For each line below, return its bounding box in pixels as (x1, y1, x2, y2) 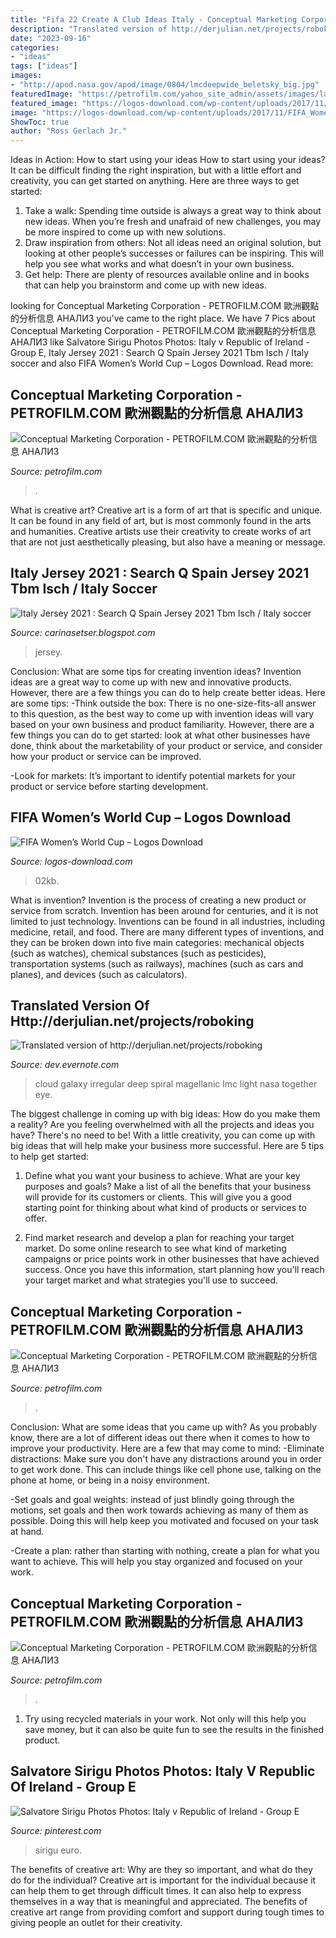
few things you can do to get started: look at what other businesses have (10, 729, 311, 741)
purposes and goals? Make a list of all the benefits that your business (24, 1181, 312, 1193)
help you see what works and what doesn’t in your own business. (24, 258, 295, 270)
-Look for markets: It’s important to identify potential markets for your (10, 769, 296, 781)
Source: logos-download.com (10, 855, 133, 867)
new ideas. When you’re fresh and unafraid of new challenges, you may (24, 216, 322, 228)
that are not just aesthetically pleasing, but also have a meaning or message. (10, 536, 326, 548)
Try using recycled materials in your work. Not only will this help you (24, 1713, 307, 1725)
